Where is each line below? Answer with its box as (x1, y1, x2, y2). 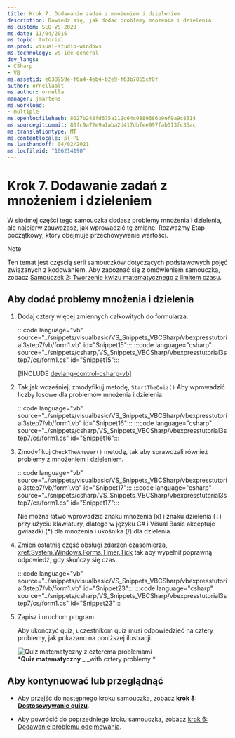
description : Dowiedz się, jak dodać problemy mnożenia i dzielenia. (7, 17, 215, 24)
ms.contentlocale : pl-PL (7, 134, 80, 141)
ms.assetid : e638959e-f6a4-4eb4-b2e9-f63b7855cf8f (7, 75, 159, 83)
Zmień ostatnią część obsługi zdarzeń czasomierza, (17, 540, 168, 549)
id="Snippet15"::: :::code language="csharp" (83, 340, 213, 349)
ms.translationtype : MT (7, 128, 77, 135)
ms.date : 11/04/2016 (7, 30, 68, 37)
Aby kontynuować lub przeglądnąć (7, 675, 163, 687)
